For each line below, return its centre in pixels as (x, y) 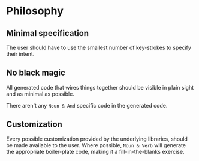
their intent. (20, 54)
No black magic (36, 73)
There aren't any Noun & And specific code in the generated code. (87, 105)
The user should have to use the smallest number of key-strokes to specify (99, 47)
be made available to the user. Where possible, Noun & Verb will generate (96, 145)
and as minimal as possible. (40, 94)
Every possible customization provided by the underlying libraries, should (97, 139)
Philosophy (35, 11)
